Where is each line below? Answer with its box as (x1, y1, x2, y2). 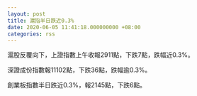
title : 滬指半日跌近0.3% (7, 17, 74, 24)
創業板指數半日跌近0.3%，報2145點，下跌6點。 (7, 81, 147, 90)
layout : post (7, 10, 46, 18)
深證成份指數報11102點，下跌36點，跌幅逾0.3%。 (7, 65, 152, 75)
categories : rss (7, 30, 55, 38)
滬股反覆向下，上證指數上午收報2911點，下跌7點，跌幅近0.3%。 (7, 50, 195, 59)
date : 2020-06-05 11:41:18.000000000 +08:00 (7, 23, 141, 31)
